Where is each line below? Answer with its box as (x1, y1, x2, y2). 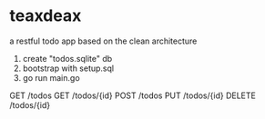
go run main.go (22, 72, 80, 83)
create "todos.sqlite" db (22, 53, 113, 64)
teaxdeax (9, 5, 82, 26)
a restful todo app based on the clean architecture (9, 35, 198, 46)
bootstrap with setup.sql (22, 63, 115, 74)
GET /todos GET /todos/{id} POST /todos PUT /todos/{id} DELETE (9, 90, 257, 101)
